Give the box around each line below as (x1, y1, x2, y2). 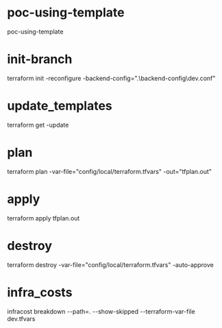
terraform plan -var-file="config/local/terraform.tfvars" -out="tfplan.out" (7, 167, 212, 175)
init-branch (7, 51, 73, 67)
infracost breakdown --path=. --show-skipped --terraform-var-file (7, 307, 195, 316)
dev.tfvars (7, 314, 36, 323)
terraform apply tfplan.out (7, 214, 80, 222)
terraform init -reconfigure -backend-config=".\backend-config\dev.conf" (7, 74, 216, 82)
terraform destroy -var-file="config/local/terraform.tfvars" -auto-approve (7, 260, 214, 268)
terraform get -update (7, 121, 69, 129)
